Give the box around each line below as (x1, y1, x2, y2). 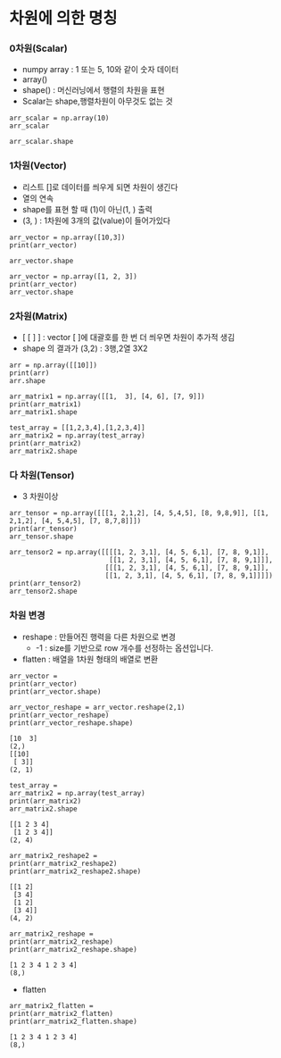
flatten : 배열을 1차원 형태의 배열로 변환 (21, 654, 159, 664)
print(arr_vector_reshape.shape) (9, 718, 134, 728)
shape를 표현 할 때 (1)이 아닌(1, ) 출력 (21, 204, 153, 214)
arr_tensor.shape (9, 532, 74, 541)
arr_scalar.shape (9, 137, 74, 146)
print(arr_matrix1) (9, 400, 82, 409)
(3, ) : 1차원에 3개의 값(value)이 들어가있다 (21, 215, 171, 226)
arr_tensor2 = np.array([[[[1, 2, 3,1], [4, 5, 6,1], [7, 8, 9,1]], (9, 548, 269, 557)
